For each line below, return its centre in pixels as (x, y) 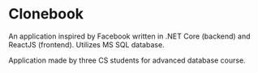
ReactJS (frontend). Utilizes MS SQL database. (86, 44)
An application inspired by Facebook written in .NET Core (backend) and (129, 36)
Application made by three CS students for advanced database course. (127, 60)
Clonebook (46, 14)
